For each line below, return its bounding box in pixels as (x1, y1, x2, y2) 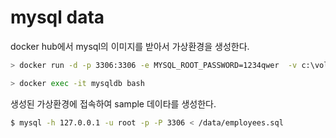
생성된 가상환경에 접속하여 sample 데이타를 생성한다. (10, 97, 217, 110)
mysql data (10, 6, 105, 29)
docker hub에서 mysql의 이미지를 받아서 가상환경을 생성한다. (10, 40, 250, 52)
